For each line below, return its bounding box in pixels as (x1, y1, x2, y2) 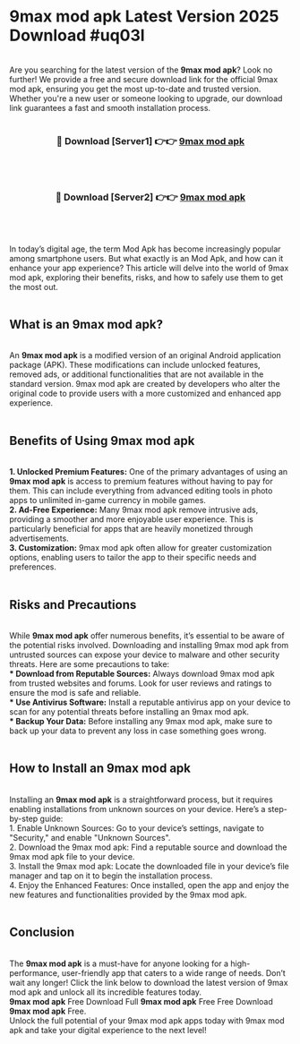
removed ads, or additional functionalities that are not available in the (9, 369, 264, 380)
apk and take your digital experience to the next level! (9, 1024, 208, 1035)
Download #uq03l (9, 25, 145, 46)
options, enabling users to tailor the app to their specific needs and (9, 552, 257, 563)
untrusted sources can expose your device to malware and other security (9, 649, 280, 660)
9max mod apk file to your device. (9, 851, 135, 861)
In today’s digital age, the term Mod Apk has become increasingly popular (9, 244, 281, 254)
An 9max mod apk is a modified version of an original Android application (9, 350, 282, 361)
